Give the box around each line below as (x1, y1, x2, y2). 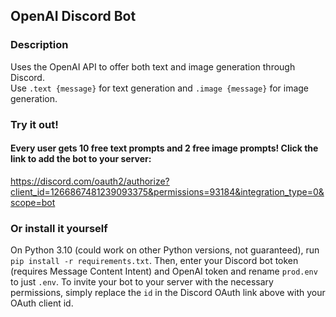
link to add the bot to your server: (10, 153, 152, 165)
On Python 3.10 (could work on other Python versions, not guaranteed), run (10, 244, 320, 256)
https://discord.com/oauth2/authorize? (10, 175, 170, 187)
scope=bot (10, 196, 56, 208)
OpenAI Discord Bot (10, 8, 137, 25)
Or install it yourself (10, 221, 108, 235)
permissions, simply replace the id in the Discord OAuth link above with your (10, 287, 326, 299)
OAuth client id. (10, 297, 74, 309)
